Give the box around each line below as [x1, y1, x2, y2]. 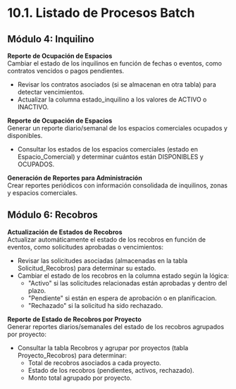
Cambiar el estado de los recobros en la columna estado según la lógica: [17, 271, 229, 280]
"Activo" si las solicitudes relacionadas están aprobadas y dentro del [27, 278, 228, 287]
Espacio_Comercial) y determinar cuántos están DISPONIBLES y [17, 153, 204, 161]
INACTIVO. [17, 103, 49, 111]
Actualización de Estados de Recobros [7, 228, 123, 236]
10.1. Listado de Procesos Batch [7, 5, 195, 21]
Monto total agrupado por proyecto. [27, 373, 132, 382]
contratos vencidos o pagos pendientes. [7, 67, 125, 75]
